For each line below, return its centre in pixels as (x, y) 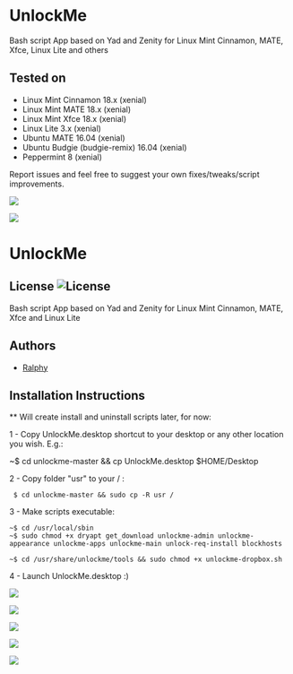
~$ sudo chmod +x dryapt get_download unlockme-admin (112, 536)
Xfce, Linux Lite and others (59, 49)
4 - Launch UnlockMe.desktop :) (69, 576)
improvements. (37, 184)
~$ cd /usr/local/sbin (52, 528)
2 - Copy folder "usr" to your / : (67, 479)
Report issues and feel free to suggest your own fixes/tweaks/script (134, 174)
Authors (33, 346)
